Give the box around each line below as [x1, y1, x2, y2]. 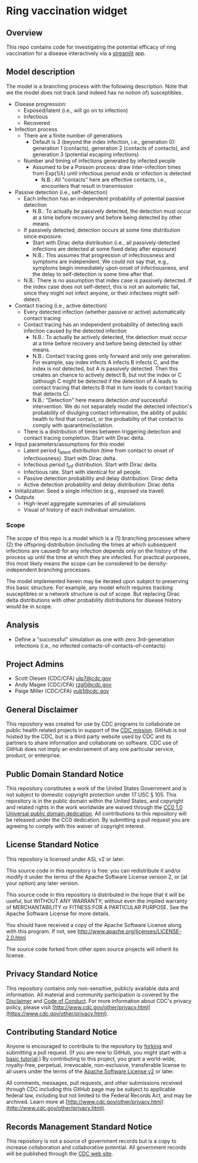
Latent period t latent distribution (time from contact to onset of [23, 446, 174, 455]
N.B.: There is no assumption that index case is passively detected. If [23, 277, 192, 284]
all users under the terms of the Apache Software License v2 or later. [6, 1068, 174, 1075]
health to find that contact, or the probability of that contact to [32, 415, 184, 422]
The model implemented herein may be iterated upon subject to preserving [6, 577, 189, 584]
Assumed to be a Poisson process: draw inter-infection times [32, 163, 181, 170]
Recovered [23, 119, 50, 126]
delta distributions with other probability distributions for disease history [6, 596, 182, 603]
